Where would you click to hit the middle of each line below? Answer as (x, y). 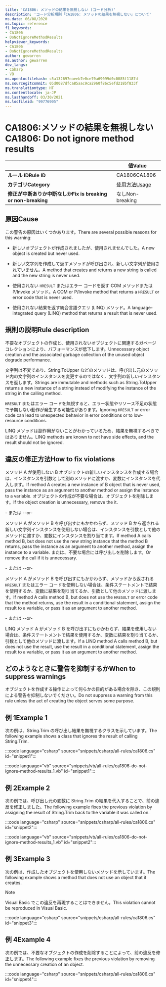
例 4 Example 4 (28, 940)
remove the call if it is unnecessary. (41, 558)
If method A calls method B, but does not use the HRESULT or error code (85, 597)
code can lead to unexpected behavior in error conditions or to (69, 415)
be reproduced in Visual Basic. (36, 908)
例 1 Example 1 (26, 717)
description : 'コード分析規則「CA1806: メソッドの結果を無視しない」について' (78, 14)
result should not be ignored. (35, 442)
